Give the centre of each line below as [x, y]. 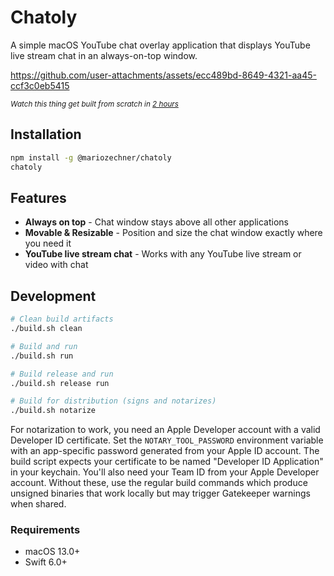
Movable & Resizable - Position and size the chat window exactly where [173, 233]
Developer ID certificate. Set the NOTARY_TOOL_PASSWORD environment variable [167, 440]
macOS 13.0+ [52, 552]
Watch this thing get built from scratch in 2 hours [94, 104]
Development [53, 296]
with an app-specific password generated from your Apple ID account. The [165, 451]
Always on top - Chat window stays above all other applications [156, 222]
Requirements [45, 530]
